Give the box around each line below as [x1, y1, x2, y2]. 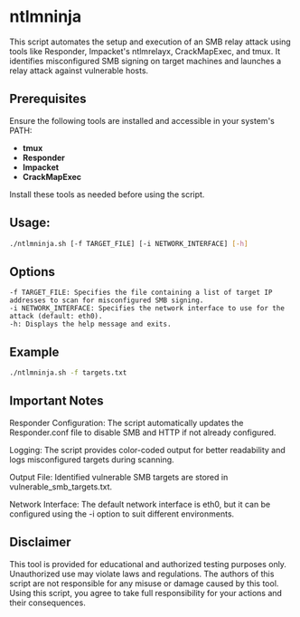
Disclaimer [9, 535, 71, 550]
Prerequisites [9, 91, 87, 107]
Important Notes [9, 394, 104, 409]
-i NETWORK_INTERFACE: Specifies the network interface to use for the [9, 304, 285, 313]
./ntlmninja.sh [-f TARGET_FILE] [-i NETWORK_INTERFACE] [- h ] [9, 239, 248, 248]
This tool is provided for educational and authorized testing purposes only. [9, 558, 287, 569]
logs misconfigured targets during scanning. [9, 454, 174, 465]
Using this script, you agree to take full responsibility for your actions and [9, 587, 283, 598]
